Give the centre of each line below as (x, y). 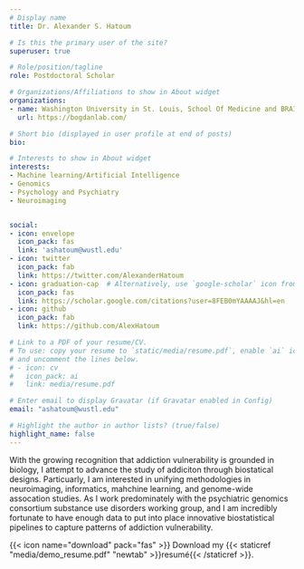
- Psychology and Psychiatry (64, 192)
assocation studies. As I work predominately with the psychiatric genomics (149, 498)
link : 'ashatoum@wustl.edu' (71, 250)
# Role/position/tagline (56, 68)
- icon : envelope (42, 233)
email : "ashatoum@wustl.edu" (64, 410)
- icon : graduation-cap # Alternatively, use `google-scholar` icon (143, 284)
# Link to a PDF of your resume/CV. (78, 342)
